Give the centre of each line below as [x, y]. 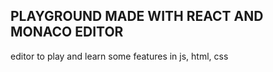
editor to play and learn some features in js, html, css [119, 56]
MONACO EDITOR [67, 32]
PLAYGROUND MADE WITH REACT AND [137, 16]
